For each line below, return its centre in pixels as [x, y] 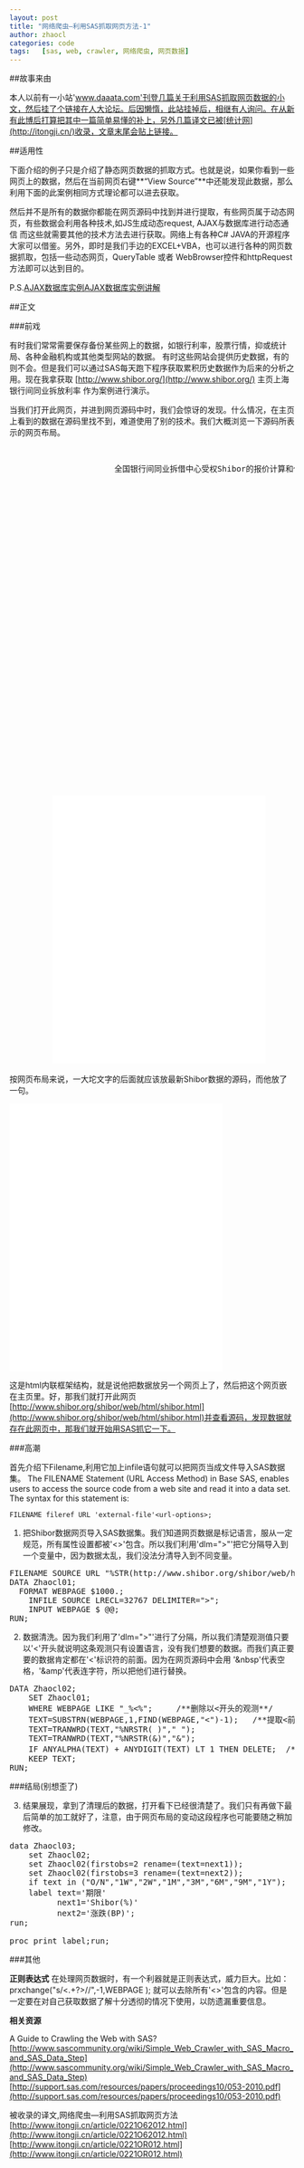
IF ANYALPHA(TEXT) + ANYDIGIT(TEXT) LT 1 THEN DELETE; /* [162, 1749]
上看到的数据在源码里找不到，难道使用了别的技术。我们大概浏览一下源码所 [148, 421]
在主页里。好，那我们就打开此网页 [73, 1397]
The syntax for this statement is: [69, 1498]
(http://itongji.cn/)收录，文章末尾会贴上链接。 [94, 131]
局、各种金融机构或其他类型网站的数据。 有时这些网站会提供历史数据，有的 [149, 357]
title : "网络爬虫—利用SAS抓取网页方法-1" [81, 26]
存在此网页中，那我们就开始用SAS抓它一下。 [93, 1429]
